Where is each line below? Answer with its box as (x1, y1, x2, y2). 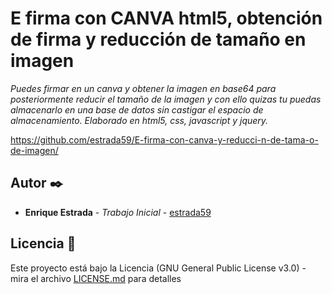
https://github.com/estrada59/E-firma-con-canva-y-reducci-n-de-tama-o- (10, 133, 319, 146)
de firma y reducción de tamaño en (10, 28, 307, 51)
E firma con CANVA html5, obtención (10, 7, 323, 30)
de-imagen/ (10, 144, 59, 156)
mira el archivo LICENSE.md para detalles (10, 272, 182, 284)
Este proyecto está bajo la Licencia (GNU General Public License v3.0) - (10, 262, 307, 274)
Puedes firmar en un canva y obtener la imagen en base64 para (10, 82, 277, 94)
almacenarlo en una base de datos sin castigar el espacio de (10, 103, 264, 116)
